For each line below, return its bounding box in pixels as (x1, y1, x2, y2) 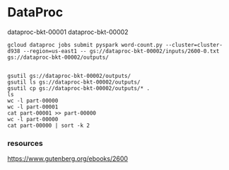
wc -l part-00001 (7, 103, 59, 110)
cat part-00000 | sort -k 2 (7, 122, 90, 129)
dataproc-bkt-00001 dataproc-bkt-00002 (7, 28, 129, 36)
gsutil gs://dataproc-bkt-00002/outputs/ (7, 72, 131, 79)
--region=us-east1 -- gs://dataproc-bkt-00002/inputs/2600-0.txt (23, 47, 220, 55)
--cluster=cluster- (165, 41, 223, 48)
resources (7, 138, 44, 148)
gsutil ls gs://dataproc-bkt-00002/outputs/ (7, 79, 141, 86)
